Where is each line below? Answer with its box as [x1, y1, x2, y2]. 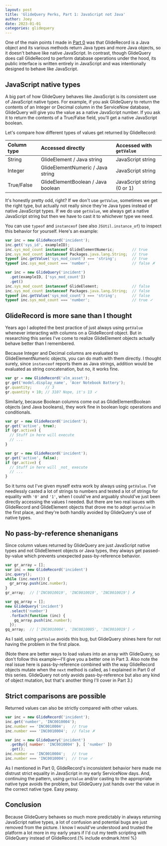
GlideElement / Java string [40, 156, 103, 163]
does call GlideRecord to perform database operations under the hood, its [5, 55, 157, 61]
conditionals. [5, 409, 31, 415]
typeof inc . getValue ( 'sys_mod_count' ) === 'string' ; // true [5, 256, 148, 261]
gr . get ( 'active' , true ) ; [5, 423, 57, 428]
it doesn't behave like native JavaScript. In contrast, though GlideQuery [5, 50, 152, 56]
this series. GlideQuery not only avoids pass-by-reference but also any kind [5, 672, 160, 678]
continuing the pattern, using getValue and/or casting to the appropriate [5, 775, 153, 781]
